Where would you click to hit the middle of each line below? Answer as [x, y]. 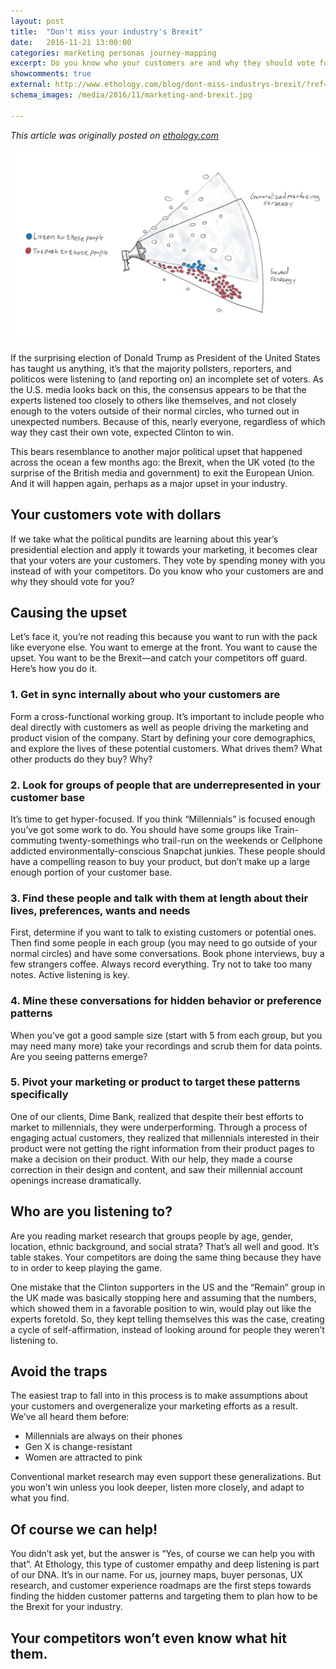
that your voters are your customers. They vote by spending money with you [168, 560]
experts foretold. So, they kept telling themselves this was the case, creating [167, 1319]
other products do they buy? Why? [81, 759]
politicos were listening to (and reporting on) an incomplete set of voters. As [167, 379]
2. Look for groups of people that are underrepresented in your [165, 785]
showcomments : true [51, 74]
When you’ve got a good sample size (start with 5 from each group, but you [166, 1035]
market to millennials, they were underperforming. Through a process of [159, 1127]
